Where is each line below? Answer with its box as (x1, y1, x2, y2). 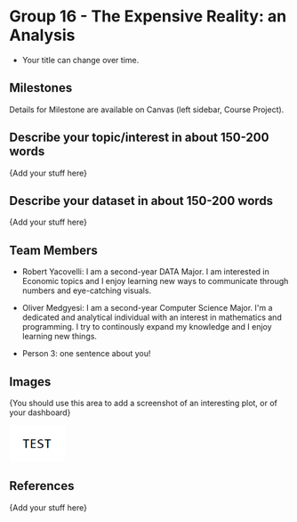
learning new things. (21, 331, 98, 342)
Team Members (9, 242, 98, 257)
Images (9, 374, 52, 389)
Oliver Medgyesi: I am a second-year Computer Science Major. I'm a (21, 303, 273, 314)
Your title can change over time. (21, 54, 140, 65)
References (9, 478, 75, 493)
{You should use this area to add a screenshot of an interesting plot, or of (9, 398, 278, 408)
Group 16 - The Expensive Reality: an (9, 6, 287, 27)
